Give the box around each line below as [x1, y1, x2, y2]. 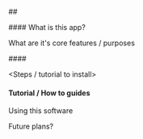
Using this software [8, 106, 74, 116]
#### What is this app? [8, 23, 86, 32]
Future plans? [8, 121, 54, 132]
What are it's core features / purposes [8, 38, 136, 48]
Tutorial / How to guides [8, 88, 90, 98]
